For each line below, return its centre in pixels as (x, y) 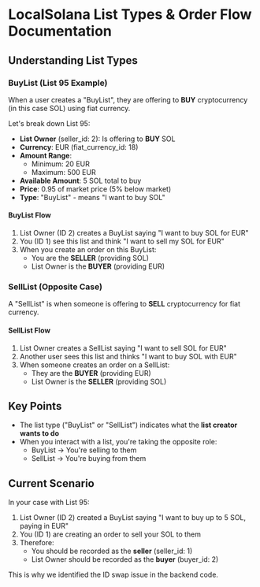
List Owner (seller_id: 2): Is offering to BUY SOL (97, 139)
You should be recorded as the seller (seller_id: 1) (112, 551)
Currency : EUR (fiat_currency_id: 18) (79, 147)
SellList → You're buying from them (89, 459)
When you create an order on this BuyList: (88, 250)
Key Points (35, 406)
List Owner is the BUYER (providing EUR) (98, 266)
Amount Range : (46, 155)
